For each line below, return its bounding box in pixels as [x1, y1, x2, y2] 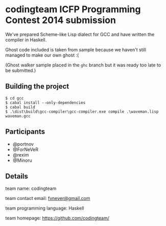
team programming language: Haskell [5, 205, 84, 211]
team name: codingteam [5, 185, 57, 192]
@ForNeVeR [12, 146, 39, 153]
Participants [5, 128, 45, 136]
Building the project [5, 82, 69, 91]
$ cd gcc [5, 95, 24, 101]
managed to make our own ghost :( [5, 52, 79, 58]
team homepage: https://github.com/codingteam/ [5, 215, 110, 221]
